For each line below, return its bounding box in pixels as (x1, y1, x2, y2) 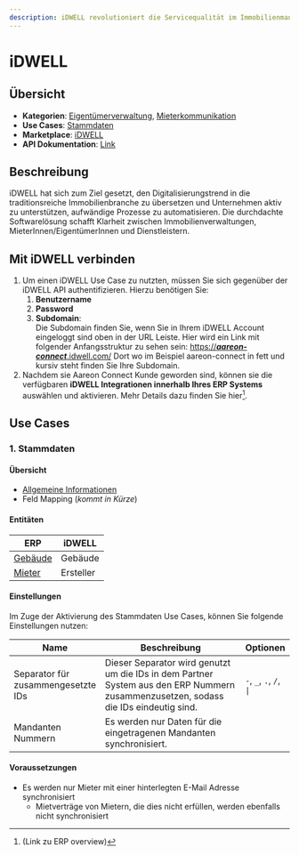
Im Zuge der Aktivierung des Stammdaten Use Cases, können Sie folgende (9, 610, 284, 621)
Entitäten (9, 514, 44, 525)
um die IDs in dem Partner (104, 667, 214, 680)
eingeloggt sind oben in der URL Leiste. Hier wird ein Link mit (35, 332, 260, 343)
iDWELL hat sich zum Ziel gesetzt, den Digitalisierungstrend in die (9, 188, 251, 198)
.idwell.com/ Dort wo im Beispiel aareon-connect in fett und (66, 351, 285, 361)
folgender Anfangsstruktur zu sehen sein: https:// (35, 342, 217, 352)
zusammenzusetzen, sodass (104, 690, 224, 702)
